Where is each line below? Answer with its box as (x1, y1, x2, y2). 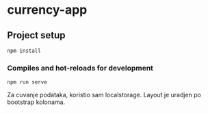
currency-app (7, 2, 88, 18)
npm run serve (7, 79, 48, 86)
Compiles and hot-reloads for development (7, 63, 154, 73)
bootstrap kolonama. (7, 98, 66, 106)
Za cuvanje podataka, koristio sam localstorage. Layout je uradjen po (7, 91, 202, 99)
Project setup (7, 29, 66, 41)
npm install (7, 47, 41, 54)
